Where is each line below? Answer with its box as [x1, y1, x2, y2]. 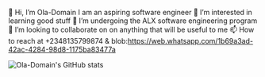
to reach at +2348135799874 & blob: [8, 37, 129, 45]
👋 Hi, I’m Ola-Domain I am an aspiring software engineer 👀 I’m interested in [8, 8, 252, 17]
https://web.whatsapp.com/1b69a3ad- [127, 37, 254, 45]
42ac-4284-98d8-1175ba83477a [8, 44, 117, 54]
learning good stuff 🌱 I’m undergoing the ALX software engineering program [8, 16, 258, 25]
